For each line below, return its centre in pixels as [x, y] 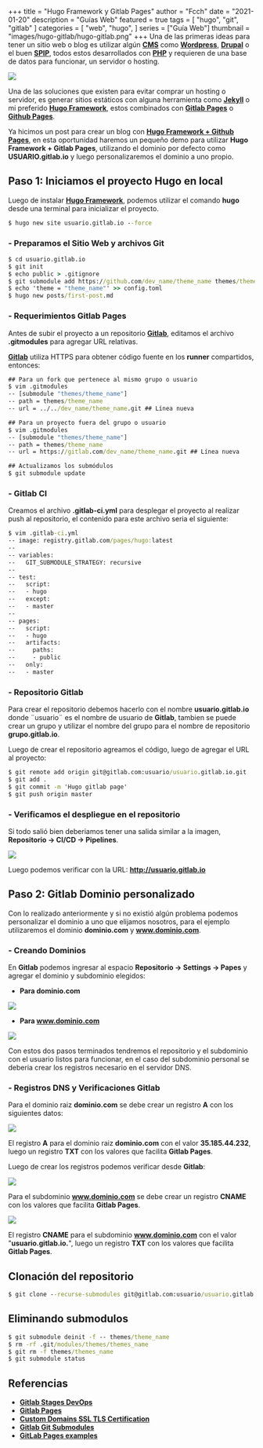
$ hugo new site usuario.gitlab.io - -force [80, 223]
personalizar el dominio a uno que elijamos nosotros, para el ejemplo [119, 921]
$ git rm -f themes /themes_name [61, 1351]
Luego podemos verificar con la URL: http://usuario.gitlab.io [107, 869]
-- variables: [31, 555]
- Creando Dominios [47, 950]
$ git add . [27, 780]
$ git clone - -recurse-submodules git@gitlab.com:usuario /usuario [119, 1295]
